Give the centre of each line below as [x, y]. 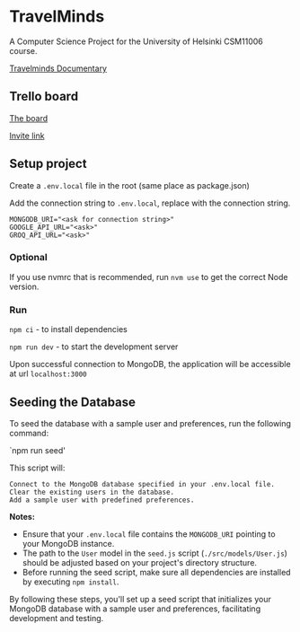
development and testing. [57, 618]
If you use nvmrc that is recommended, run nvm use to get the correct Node [149, 276]
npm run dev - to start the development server [94, 347]
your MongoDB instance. [68, 543]
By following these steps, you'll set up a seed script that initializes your [140, 599]
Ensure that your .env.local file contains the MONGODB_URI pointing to [149, 534]
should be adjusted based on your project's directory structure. [140, 562]
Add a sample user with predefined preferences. [102, 500]
